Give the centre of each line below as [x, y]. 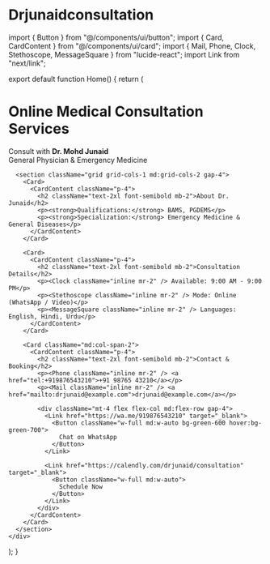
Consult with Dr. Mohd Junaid [59, 151]
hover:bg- [246, 423]
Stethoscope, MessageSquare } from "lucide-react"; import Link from [124, 54]
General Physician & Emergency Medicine [78, 160]
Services [39, 129]
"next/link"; [27, 63]
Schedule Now [81, 487]
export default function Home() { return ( [76, 79]
